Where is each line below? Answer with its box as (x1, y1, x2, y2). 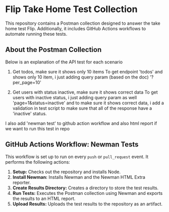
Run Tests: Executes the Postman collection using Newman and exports (12, 190, 163, 196)
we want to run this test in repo (5, 125, 70, 131)
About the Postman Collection (5, 45, 102, 54)
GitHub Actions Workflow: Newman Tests (5, 140, 139, 149)
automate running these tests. (5, 31, 68, 37)
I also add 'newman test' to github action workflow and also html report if (5, 120, 157, 126)
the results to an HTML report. (12, 195, 76, 201)
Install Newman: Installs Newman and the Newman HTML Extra (12, 174, 145, 180)
